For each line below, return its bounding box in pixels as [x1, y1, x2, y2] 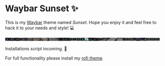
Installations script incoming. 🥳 [5, 45, 67, 51]
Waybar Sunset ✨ [5, 3, 79, 14]
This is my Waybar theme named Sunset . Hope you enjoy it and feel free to [5, 19, 157, 25]
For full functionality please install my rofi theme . [5, 55, 104, 61]
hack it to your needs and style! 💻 [5, 25, 75, 31]
